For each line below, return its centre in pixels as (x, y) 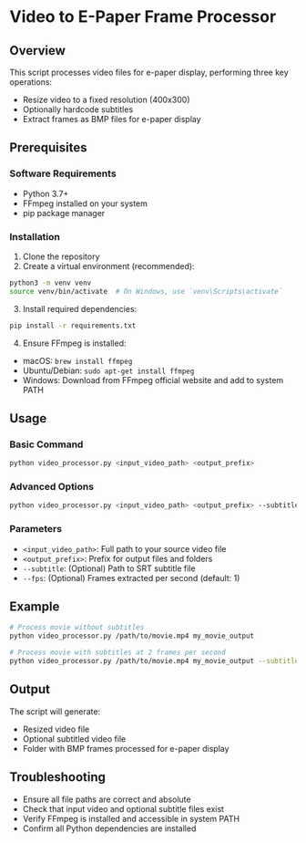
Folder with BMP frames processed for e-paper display (126, 748)
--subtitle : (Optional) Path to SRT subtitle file (109, 568)
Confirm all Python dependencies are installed (109, 828)
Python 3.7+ (46, 193)
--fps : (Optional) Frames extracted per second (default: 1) (131, 578)
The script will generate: (55, 711)
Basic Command (46, 444)
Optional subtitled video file (74, 739)
